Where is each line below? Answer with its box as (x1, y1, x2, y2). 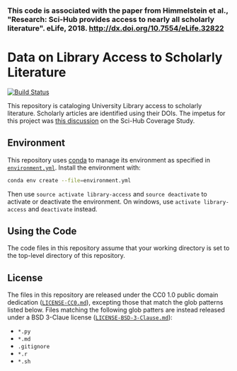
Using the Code (7, 225, 77, 237)
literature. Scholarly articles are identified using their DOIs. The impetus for (7, 109, 226, 117)
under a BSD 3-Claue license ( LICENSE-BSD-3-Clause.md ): (7, 313, 173, 322)
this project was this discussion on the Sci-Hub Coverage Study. (7, 116, 195, 125)
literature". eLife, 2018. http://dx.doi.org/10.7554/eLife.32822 (7, 23, 224, 33)
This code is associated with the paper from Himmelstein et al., (7, 6, 229, 16)
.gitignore (17, 343, 50, 351)
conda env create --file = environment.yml (7, 177, 132, 184)
